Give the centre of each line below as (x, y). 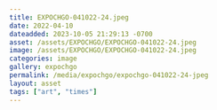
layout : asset (36, 83)
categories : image (43, 59)
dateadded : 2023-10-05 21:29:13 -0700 (81, 34)
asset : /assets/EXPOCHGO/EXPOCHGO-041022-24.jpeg (103, 42)
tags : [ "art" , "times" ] (53, 91)
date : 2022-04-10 (41, 26)
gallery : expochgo (43, 67)
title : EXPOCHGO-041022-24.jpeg (69, 17)
